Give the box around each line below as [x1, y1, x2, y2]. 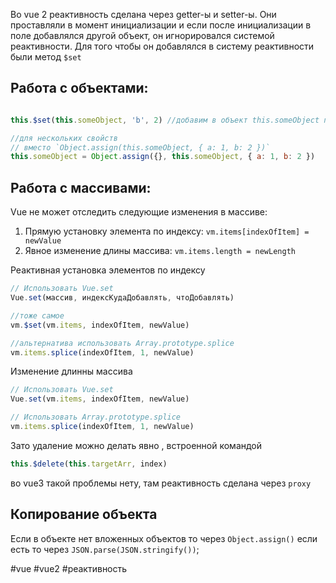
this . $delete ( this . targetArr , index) [10, 459, 168, 469]
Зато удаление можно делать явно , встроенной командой [10, 439, 263, 451]
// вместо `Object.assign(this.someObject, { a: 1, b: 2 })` [10, 142, 271, 153]
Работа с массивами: [10, 179, 152, 196]
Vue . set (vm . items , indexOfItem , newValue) [10, 394, 190, 404]
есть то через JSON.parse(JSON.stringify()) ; [10, 543, 200, 555]
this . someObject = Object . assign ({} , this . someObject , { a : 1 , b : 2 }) [10, 152, 316, 162]
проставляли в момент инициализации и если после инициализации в [10, 19, 312, 31]
